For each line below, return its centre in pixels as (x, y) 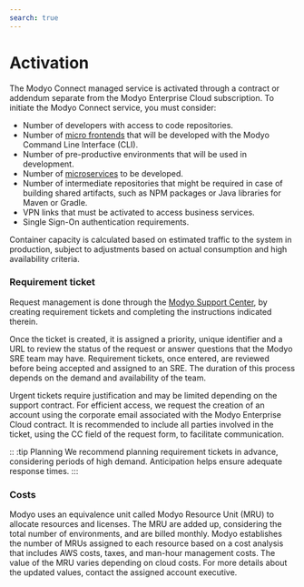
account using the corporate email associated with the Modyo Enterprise (145, 414)
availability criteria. (44, 258)
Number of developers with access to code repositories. (128, 125)
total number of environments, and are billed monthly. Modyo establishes (146, 534)
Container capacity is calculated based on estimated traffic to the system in (151, 239)
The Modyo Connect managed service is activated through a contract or (144, 88)
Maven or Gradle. (55, 202)
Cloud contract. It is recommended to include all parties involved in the (142, 424)
